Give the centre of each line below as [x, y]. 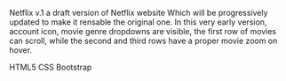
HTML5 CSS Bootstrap [51, 67]
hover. [21, 50]
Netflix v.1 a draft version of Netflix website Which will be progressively [139, 13]
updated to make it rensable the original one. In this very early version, [138, 22]
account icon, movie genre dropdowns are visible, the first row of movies [143, 31]
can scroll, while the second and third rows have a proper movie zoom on [143, 40]
